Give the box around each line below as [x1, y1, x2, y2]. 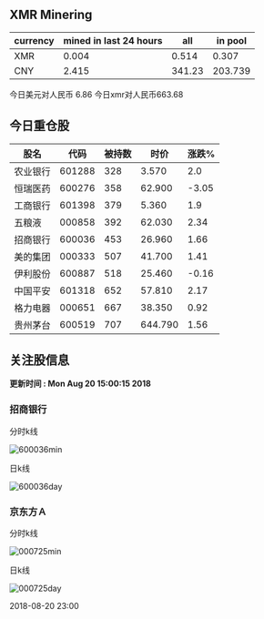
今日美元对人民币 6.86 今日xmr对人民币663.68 [9, 88, 184, 99]
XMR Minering [9, 7, 93, 23]
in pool [216, 34, 248, 46]
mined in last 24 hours [63, 34, 163, 46]
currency [14, 34, 55, 46]
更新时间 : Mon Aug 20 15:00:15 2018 [9, 378, 152, 390]
